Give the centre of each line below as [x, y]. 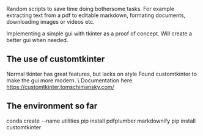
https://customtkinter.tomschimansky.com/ [60, 87]
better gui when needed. [37, 40]
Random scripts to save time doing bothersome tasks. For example [90, 9]
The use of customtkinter [56, 59]
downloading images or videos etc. [50, 22]
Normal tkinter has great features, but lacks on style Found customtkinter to [102, 74]
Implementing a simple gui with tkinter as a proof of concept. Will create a [99, 34]
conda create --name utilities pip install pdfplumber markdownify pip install [101, 121]
